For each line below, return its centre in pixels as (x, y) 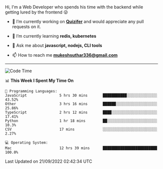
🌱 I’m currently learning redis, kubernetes (54, 36)
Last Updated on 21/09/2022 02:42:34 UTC (49, 161)
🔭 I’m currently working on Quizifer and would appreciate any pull (78, 22)
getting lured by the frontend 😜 (37, 12)
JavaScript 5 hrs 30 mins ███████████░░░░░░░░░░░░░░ (81, 95)
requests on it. (26, 27)
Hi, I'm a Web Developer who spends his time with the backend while (74, 7)
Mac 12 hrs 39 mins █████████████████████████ (81, 148)
